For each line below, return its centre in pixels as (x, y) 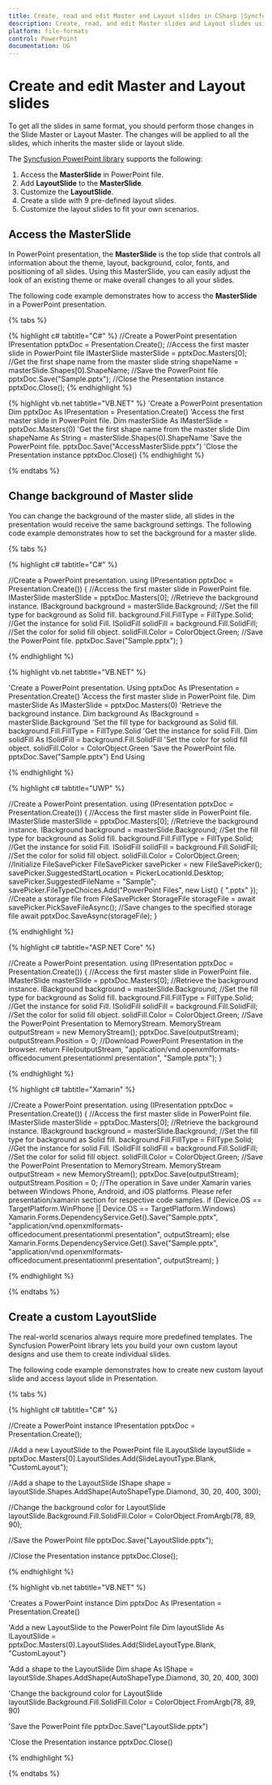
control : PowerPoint (43, 39)
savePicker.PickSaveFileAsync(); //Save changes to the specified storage (130, 907)
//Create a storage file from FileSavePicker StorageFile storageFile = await (132, 898)
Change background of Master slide (101, 496)
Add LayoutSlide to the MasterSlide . (82, 183)
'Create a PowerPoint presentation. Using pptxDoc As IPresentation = (124, 687)
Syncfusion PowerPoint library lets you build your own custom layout (123, 1345)
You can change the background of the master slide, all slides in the (121, 515)
